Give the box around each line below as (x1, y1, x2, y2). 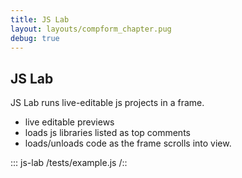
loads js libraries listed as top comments (24, 127, 191, 139)
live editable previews (24, 116, 115, 128)
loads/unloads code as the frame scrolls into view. (24, 137, 232, 150)
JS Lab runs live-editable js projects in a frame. (10, 97, 205, 109)
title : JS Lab (10, 14, 70, 25)
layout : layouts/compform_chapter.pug (10, 24, 172, 34)
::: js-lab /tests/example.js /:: (10, 157, 128, 169)
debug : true (10, 33, 60, 43)
